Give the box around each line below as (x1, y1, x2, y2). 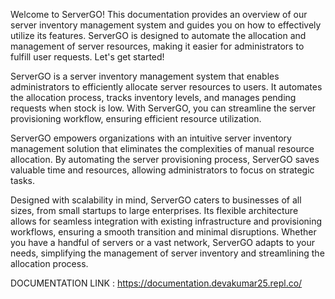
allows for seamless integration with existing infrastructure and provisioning (10, 215, 323, 227)
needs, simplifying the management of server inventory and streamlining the (10, 247, 325, 259)
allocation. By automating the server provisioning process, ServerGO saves (10, 154, 320, 165)
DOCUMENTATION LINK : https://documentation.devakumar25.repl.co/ (10, 277, 303, 289)
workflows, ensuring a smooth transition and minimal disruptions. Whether (10, 226, 317, 238)
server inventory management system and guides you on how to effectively (10, 19, 322, 31)
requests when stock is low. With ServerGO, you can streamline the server (10, 102, 317, 114)
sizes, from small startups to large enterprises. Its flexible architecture (10, 205, 299, 216)
